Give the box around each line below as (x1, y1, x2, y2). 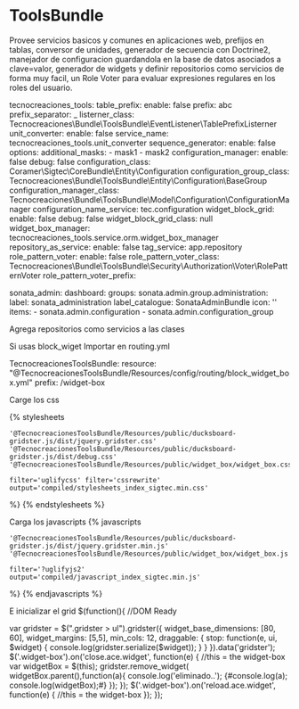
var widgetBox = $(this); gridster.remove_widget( (9, 661, 190, 672)
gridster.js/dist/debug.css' (9, 452, 117, 461)
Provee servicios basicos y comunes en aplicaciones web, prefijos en (9, 35, 264, 45)
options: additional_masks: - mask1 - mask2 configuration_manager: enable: (9, 146, 289, 157)
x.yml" (9, 376, 33, 388)
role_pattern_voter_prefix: (43, 269, 136, 281)
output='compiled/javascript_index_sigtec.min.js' (9, 573, 201, 581)
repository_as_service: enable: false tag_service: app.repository (9, 242, 243, 252)
